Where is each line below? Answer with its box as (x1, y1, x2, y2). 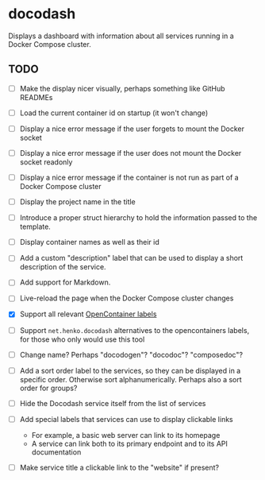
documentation (31, 447, 82, 457)
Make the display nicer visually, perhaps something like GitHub (19, 83, 225, 93)
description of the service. (19, 262, 106, 272)
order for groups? (19, 383, 78, 393)
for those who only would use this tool (19, 335, 145, 344)
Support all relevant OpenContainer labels (19, 309, 157, 319)
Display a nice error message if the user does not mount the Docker (19, 148, 242, 157)
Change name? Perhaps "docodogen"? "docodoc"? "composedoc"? (19, 350, 244, 359)
